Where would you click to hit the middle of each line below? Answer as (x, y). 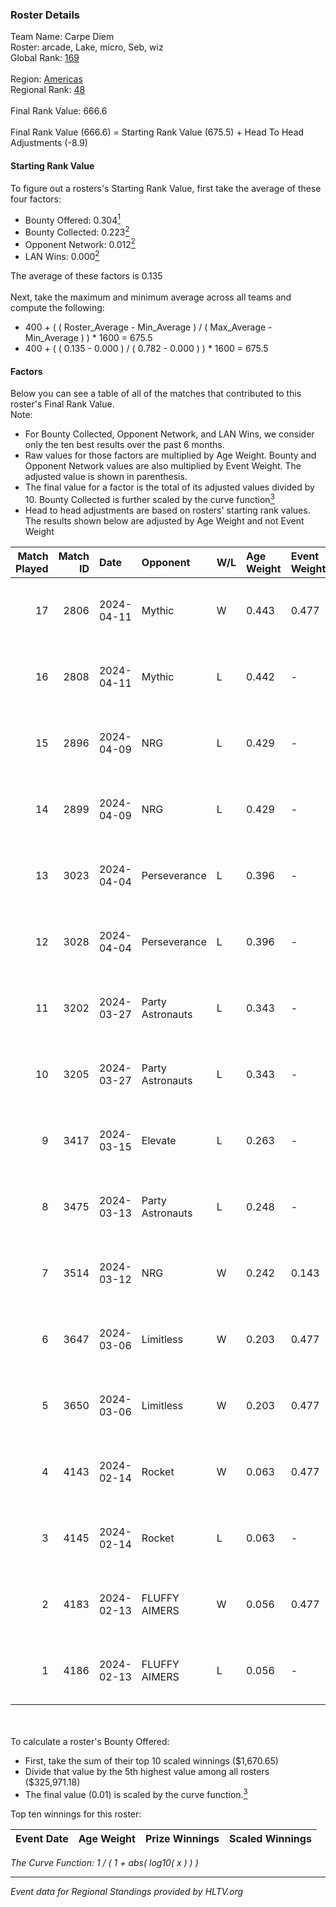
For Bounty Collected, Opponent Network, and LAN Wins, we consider (169, 434)
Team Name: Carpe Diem (62, 37)
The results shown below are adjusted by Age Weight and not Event (164, 520)
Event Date (42, 1838)
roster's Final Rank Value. (62, 404)
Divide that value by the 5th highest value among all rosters (147, 1771)
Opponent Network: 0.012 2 (80, 243)
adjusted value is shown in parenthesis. (106, 477)
